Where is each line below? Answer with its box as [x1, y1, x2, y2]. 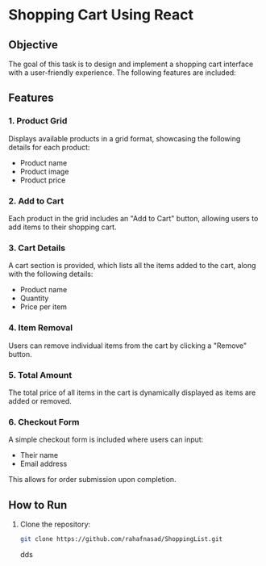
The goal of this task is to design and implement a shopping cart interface [8, 59, 254, 69]
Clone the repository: [19, 519, 91, 529]
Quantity [19, 293, 49, 304]
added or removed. [8, 396, 73, 405]
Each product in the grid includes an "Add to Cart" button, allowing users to [8, 213, 259, 223]
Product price [19, 175, 66, 185]
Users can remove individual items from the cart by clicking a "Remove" [8, 341, 247, 350]
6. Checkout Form [8, 416, 80, 427]
